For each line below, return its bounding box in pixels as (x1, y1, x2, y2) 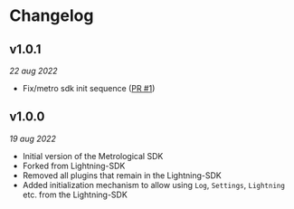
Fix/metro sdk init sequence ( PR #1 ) (22, 83, 156, 93)
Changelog (9, 5, 94, 26)
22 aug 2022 (9, 65, 58, 76)
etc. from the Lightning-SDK (22, 189, 128, 200)
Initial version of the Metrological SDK (22, 150, 164, 161)
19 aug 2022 (9, 133, 57, 144)
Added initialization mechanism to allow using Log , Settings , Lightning (22, 179, 285, 190)
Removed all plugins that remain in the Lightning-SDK (22, 169, 222, 181)
